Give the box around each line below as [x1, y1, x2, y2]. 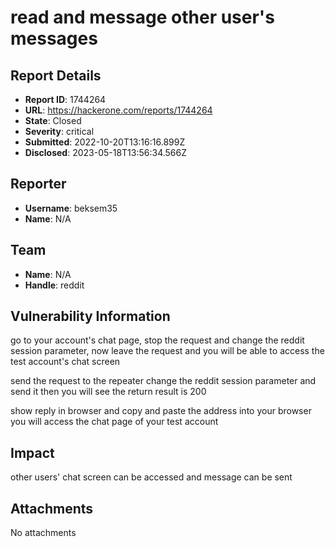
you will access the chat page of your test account [10, 416, 219, 428]
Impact [10, 444, 55, 461]
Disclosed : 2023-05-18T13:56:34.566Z [24, 147, 188, 158]
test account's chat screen [10, 356, 121, 368]
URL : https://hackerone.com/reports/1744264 [24, 104, 213, 116]
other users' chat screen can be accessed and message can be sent [10, 471, 293, 483]
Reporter [10, 176, 67, 193]
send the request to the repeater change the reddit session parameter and [10, 375, 317, 387]
